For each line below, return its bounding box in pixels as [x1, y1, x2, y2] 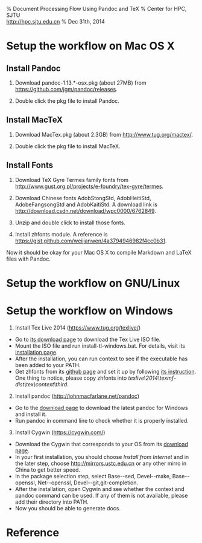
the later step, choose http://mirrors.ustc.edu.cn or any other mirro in [14, 460, 187, 467]
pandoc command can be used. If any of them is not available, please [14, 492, 188, 499]
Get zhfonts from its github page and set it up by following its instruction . [14, 368, 197, 375]
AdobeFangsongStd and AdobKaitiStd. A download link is [14, 201, 158, 208]
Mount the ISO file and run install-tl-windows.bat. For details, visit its [14, 342, 186, 350]
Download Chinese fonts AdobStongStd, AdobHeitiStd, [14, 194, 152, 201]
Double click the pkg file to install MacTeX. [14, 142, 121, 150]
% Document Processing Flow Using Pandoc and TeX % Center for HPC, [6, 5, 187, 12]
